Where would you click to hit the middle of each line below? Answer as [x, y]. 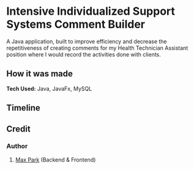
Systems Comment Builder [76, 24]
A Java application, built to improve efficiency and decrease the [87, 41]
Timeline [24, 108]
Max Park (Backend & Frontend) [55, 159]
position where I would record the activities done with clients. [84, 54]
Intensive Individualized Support [91, 11]
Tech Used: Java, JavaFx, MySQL [49, 88]
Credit [18, 129]
